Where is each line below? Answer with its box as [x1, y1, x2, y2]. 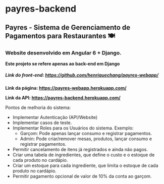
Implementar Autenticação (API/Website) [12, 114, 98, 120]
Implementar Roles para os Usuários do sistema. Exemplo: [12, 125, 134, 131]
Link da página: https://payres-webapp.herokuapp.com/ [5, 85, 127, 91]
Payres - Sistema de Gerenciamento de [5, 23, 131, 32]
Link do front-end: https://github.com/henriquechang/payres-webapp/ [5, 72, 159, 78]
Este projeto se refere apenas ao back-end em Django [5, 60, 120, 67]
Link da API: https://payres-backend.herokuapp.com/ [5, 94, 121, 101]
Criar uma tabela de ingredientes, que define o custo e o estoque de [12, 152, 155, 158]
